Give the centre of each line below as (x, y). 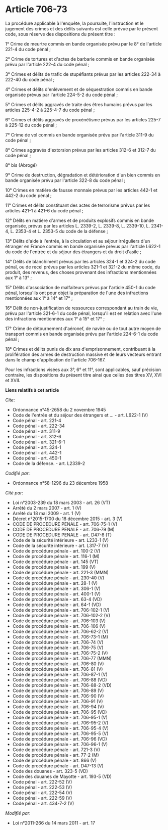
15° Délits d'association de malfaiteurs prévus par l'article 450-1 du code (80, 287)
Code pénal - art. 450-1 (37, 458)
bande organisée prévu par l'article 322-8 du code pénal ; (65, 180)
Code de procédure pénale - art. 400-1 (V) (57, 594)
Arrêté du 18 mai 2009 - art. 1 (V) (47, 513)
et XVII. (13, 380)
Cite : (10, 400)
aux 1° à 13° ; (19, 278)
